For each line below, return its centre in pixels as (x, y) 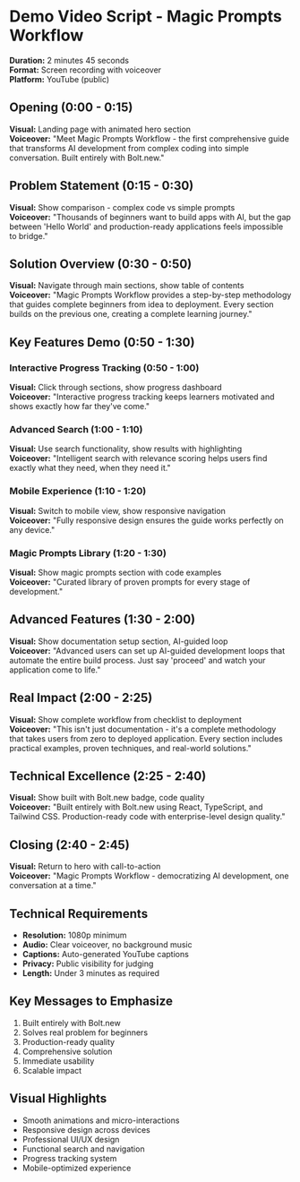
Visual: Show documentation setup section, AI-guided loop (119, 641)
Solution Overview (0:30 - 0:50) (101, 264)
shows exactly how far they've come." (80, 407)
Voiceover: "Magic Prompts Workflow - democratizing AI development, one (149, 876)
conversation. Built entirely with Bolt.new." (87, 158)
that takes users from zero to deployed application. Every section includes (146, 738)
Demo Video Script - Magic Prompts (146, 17)
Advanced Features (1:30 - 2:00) (103, 620)
